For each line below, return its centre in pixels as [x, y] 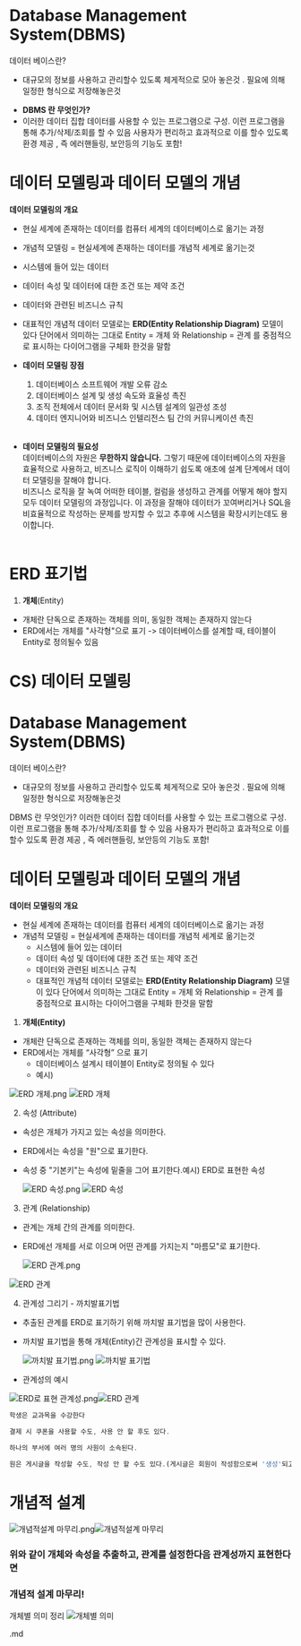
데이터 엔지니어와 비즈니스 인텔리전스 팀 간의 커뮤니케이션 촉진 [144, 418]
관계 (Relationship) [56, 1208]
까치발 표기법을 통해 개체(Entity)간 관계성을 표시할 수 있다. [124, 1341]
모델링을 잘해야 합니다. [72, 479]
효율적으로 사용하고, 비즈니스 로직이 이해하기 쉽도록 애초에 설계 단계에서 [148, 469]
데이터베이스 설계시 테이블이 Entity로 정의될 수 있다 [125, 1064]
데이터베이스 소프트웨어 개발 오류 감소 [102, 384]
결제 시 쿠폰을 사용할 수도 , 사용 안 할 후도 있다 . [90, 1431]
